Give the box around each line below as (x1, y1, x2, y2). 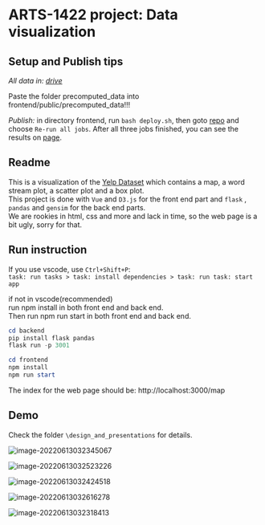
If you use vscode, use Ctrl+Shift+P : (8, 264, 131, 274)
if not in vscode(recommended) (8, 294, 113, 303)
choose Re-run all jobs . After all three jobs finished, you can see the (8, 124, 239, 133)
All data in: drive (8, 76, 63, 85)
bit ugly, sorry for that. (8, 219, 83, 230)
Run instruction (8, 243, 88, 257)
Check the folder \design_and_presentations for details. (8, 429, 193, 439)
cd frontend (8, 356, 48, 364)
